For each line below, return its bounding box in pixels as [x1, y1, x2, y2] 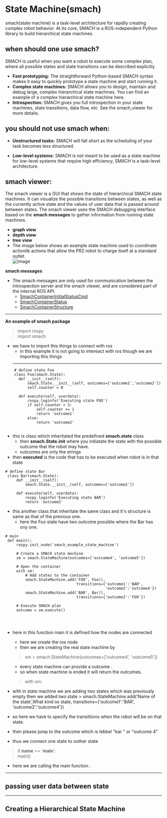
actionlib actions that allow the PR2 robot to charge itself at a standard [12, 248, 157, 254]
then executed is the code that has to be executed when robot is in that [12, 454, 159, 460]
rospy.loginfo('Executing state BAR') [25, 495, 106, 500]
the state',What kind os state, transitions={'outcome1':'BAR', [12, 699, 135, 705]
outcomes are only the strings [19, 449, 81, 455]
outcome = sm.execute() [16, 608, 66, 613]
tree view [12, 237, 32, 243]
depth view [12, 232, 36, 238]
